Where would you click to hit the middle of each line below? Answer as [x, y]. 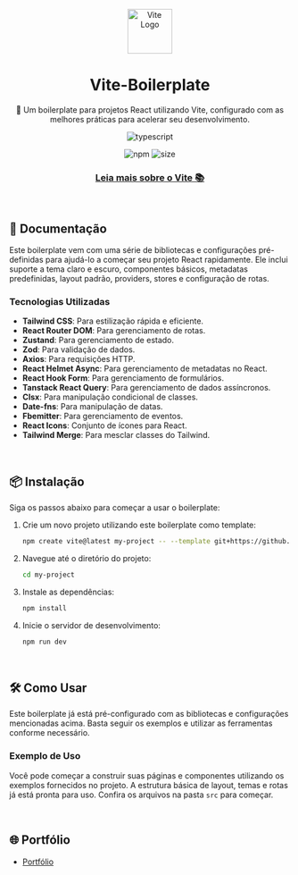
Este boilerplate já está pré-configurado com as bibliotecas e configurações [149, 714]
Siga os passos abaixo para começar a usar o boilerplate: [115, 508]
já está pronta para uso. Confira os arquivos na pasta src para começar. [141, 795]
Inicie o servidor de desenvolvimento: [91, 625]
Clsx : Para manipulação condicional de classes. [110, 397]
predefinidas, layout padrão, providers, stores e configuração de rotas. [139, 279]
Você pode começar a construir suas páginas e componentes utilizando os [147, 775]
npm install [44, 608]
